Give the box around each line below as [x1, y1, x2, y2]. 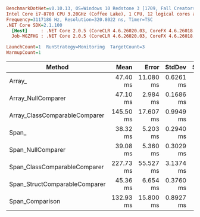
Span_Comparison [9, 197, 61, 205]
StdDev [165, 63, 186, 71]
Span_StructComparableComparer [9, 180, 106, 188]
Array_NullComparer [9, 94, 67, 102]
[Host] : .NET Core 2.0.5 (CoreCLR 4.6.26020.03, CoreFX [11, 27, 167, 33]
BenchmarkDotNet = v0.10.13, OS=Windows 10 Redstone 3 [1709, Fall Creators [6, 5, 196, 11]
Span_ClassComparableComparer [9, 163, 104, 171]
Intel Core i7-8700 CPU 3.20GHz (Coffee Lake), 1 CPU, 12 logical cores [6, 11, 190, 17]
